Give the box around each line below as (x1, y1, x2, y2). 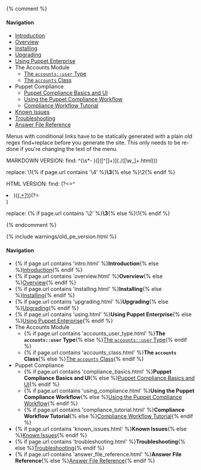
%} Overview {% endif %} (14, 279, 77, 286)
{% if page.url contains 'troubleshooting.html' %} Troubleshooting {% (14, 438, 185, 445)
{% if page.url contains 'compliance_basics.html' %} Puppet (23, 368, 172, 375)
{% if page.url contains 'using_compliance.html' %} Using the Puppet (23, 387, 194, 395)
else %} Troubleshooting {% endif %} (14, 444, 105, 451)
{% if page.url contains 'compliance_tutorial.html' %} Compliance (23, 407, 185, 414)
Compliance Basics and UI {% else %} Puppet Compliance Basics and (23, 374, 195, 382)
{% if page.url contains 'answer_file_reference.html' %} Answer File (14, 451, 182, 458)
